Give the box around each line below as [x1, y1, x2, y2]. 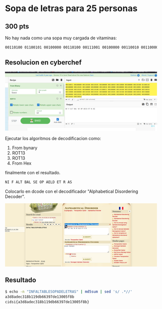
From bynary [12, 145, 38, 151]
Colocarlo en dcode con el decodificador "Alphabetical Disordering [5, 188, 138, 194]
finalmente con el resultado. [5, 170, 61, 176]
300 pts [5, 22, 29, 31]
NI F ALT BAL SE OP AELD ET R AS [5, 180, 72, 185]
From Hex [12, 160, 32, 166]
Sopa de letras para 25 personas [5, 3, 138, 14]
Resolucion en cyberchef [5, 59, 82, 67]
